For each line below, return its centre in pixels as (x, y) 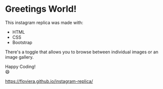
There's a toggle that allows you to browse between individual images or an (82, 52)
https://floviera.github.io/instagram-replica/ (49, 81)
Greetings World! (41, 9)
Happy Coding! (20, 67)
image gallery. (19, 57)
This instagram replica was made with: (44, 22)
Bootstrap (22, 42)
